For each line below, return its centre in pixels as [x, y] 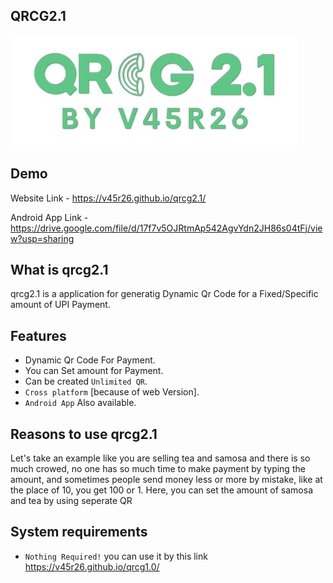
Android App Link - [49, 217]
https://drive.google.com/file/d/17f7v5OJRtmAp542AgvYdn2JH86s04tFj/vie [166, 228]
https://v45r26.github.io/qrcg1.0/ [92, 566]
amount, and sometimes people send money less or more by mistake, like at [166, 480]
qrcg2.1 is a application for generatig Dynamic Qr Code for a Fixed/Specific [164, 294]
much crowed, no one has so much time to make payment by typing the [158, 469]
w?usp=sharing [42, 238]
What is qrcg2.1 [59, 270]
